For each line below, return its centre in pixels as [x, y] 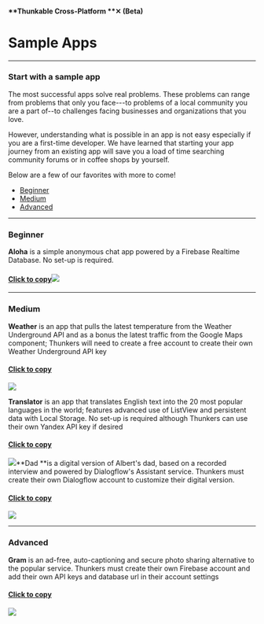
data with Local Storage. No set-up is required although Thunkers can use [128, 418]
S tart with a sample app [54, 77]
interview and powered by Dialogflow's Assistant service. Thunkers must [126, 471]
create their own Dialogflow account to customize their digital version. [121, 480]
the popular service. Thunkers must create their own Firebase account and [129, 568]
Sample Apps [53, 42]
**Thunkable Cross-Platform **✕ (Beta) [76, 11]
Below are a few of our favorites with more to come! [92, 175]
